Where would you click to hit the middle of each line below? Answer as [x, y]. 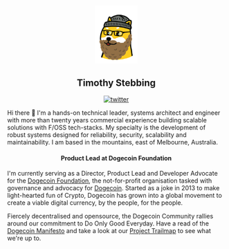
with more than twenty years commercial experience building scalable [107, 120]
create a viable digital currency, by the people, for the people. [95, 203]
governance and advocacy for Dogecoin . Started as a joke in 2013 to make [113, 188]
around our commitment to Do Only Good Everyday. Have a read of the [108, 223]
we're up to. [24, 238]
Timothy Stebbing [116, 83]
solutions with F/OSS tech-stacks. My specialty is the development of [107, 128]
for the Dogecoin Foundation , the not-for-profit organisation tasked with [110, 181]
